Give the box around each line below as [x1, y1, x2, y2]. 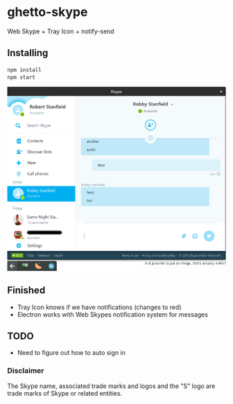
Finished [7, 285, 46, 297]
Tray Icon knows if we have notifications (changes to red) [17, 303, 182, 311]
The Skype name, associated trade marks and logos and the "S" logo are [7, 382, 216, 390]
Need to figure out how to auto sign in [17, 349, 126, 357]
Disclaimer [7, 366, 44, 376]
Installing [7, 47, 49, 59]
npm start [7, 73, 36, 80]
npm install [7, 67, 42, 73]
